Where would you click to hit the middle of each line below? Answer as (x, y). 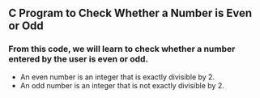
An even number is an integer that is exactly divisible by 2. (117, 77)
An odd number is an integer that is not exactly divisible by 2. (122, 85)
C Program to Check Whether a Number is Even (130, 13)
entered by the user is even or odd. (78, 59)
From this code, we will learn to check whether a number (122, 49)
